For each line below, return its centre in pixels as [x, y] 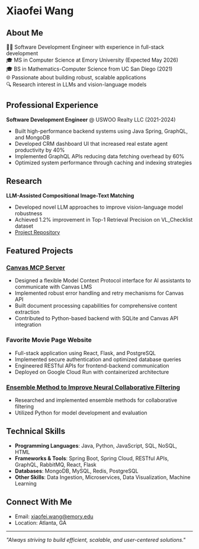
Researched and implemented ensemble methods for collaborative [96, 400]
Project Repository [37, 232]
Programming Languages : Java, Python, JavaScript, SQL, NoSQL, [96, 445]
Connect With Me [39, 502]
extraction [27, 312]
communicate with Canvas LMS [53, 287]
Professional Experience [52, 105]
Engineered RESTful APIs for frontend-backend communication [92, 365]
